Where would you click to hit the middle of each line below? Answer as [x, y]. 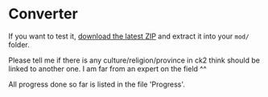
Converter [43, 14]
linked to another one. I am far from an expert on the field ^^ [107, 68]
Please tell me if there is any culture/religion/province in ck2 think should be [134, 60]
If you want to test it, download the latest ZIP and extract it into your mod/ [129, 36]
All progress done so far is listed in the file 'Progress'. [97, 84]
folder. [19, 44]
